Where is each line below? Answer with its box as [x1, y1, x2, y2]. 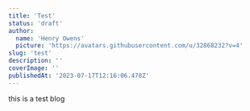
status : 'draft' [8, 19, 63, 27]
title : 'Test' [8, 11, 56, 20]
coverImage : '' [8, 64, 60, 72]
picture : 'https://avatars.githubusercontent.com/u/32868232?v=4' [15, 42, 244, 50]
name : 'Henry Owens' [15, 34, 85, 43]
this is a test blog [8, 93, 65, 103]
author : [8, 27, 35, 35]
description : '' [8, 57, 63, 65]
